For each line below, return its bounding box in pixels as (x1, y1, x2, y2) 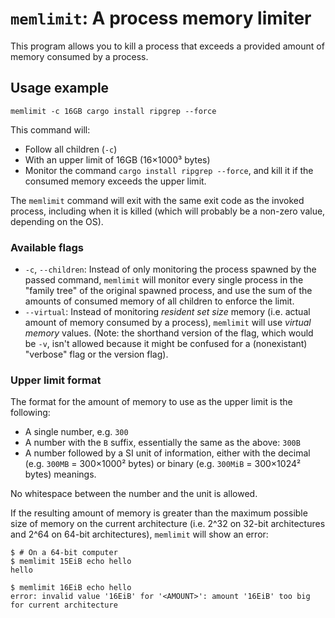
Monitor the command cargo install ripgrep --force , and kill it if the (24, 164, 314, 176)
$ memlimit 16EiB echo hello (10, 583, 132, 593)
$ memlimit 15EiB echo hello (10, 557, 132, 567)
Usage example (10, 80, 110, 97)
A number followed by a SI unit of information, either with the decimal (24, 447, 311, 459)
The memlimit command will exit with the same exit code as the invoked (10, 194, 305, 206)
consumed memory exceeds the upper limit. (24, 175, 207, 187)
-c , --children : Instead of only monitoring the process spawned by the (24, 263, 317, 276)
